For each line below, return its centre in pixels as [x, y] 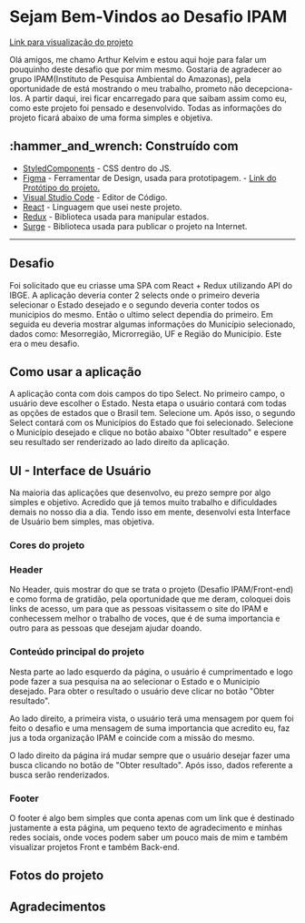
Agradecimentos [58, 906]
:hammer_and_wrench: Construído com [124, 146]
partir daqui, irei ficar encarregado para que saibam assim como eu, [160, 98]
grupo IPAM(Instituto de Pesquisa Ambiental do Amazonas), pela [130, 78]
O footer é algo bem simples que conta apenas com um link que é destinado [152, 818]
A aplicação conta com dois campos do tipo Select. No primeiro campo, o [148, 394]
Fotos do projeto [57, 876]
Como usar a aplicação [76, 372]
